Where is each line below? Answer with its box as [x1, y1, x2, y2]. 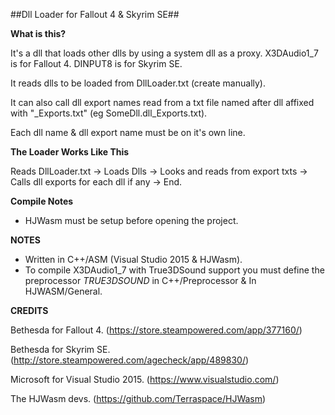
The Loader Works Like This [10, 146, 130, 158]
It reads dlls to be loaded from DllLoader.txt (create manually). [10, 77, 267, 89]
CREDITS [10, 305, 49, 316]
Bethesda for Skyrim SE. [10, 344, 111, 355]
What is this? [10, 28, 67, 39]
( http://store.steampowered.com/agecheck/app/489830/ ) [10, 354, 250, 366]
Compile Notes [10, 195, 74, 207]
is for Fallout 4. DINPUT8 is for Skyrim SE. [10, 58, 183, 69]
